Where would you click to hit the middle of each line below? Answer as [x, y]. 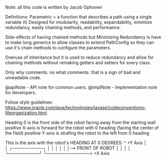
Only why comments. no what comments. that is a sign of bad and [73, 72]
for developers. [21, 92]
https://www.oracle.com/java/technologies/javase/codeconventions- [76, 107]
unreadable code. [23, 78]
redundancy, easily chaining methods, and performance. [63, 27]
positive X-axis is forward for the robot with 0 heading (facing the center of [82, 128]
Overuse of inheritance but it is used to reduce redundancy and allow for [80, 57]
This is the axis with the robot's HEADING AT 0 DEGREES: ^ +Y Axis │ [76, 143]
